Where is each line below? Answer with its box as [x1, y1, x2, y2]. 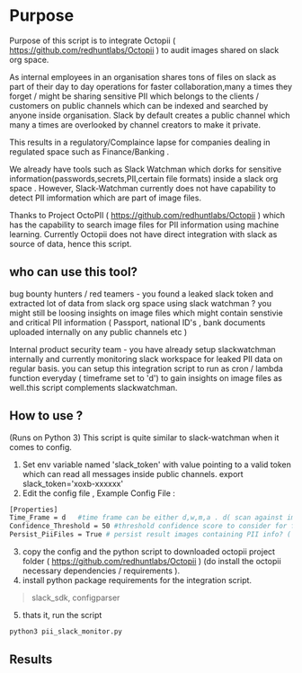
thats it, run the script [22, 610, 102, 621]
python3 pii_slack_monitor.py [9, 627, 123, 636]
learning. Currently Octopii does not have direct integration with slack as [9, 228, 278, 239]
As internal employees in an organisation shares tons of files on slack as [9, 71, 277, 82]
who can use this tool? [9, 264, 138, 279]
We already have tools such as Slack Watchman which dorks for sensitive [9, 164, 282, 174]
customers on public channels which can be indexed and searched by [9, 100, 269, 111]
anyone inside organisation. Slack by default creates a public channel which [9, 110, 290, 120]
